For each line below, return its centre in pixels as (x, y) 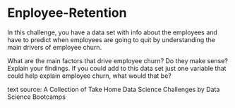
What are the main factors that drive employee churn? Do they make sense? (117, 60)
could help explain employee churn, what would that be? (89, 76)
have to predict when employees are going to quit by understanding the (111, 39)
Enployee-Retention (67, 13)
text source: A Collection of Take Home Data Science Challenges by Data (114, 89)
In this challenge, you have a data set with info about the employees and (112, 32)
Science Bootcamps (36, 97)
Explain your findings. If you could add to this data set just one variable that (117, 68)
